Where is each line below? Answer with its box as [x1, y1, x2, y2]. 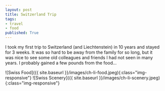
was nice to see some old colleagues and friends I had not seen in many [5, 55, 153, 60]
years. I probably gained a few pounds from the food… [5, 60, 117, 66]
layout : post [5, 7, 32, 12]
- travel [5, 21, 23, 26]
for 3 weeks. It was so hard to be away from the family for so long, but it [5, 49, 153, 55]
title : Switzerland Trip [5, 12, 57, 17]
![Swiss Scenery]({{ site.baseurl [32, 75, 98, 81]
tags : [5, 16, 16, 21]
